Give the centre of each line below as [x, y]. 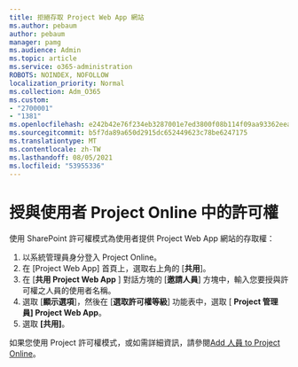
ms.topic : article [43, 59]
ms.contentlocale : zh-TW [55, 149]
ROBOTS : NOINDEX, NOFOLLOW [59, 75]
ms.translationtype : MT [53, 141]
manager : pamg [35, 42]
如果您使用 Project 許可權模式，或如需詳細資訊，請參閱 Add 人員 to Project [145, 343]
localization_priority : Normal [67, 83]
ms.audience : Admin [45, 51]
